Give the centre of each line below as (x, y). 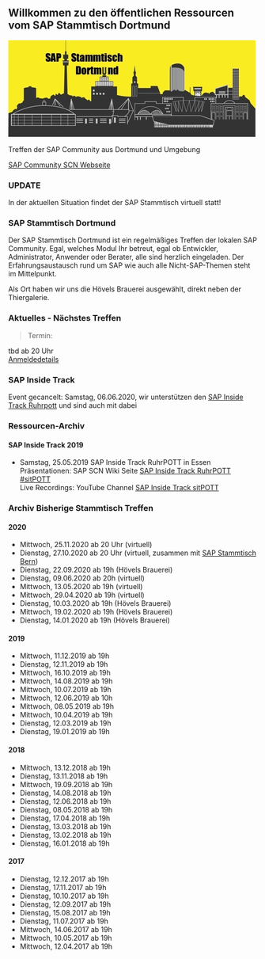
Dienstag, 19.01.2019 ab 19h (65, 732)
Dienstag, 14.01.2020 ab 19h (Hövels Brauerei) (95, 620)
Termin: (40, 335)
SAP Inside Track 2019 (46, 445)
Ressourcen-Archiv (47, 425)
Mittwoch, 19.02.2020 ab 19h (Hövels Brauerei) (96, 612)
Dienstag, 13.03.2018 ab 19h (65, 826)
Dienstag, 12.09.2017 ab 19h (65, 904)
